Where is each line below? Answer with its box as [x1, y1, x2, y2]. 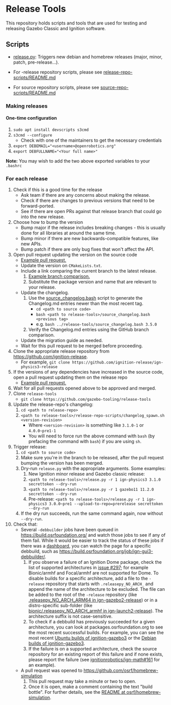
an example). [28, 662, 56, 668]
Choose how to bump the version [13, 219, 83, 225]
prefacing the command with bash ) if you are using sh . [28, 438, 141, 445]
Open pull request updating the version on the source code [13, 252, 137, 258]
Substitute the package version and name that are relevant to [28, 279, 157, 285]
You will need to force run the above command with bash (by [28, 433, 155, 439]
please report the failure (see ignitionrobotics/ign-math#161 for [28, 657, 160, 663]
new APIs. [20, 241, 42, 247]
